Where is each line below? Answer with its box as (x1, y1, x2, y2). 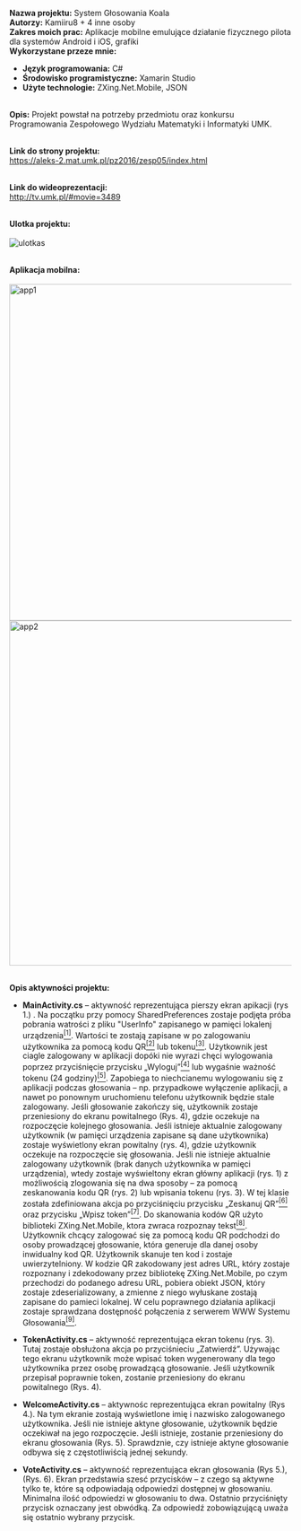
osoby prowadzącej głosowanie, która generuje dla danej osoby (21, 1238, 258, 1250)
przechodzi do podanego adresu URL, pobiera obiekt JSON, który (21, 1277, 266, 1288)
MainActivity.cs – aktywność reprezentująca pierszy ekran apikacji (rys (21, 1000, 288, 1010)
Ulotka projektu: (9, 219, 71, 229)
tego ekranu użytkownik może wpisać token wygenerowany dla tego (21, 1353, 276, 1364)
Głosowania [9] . (21, 1315, 78, 1327)
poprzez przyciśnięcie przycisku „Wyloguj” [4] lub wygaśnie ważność (21, 1060, 276, 1072)
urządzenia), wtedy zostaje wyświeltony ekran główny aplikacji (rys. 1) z (21, 1168, 289, 1178)
